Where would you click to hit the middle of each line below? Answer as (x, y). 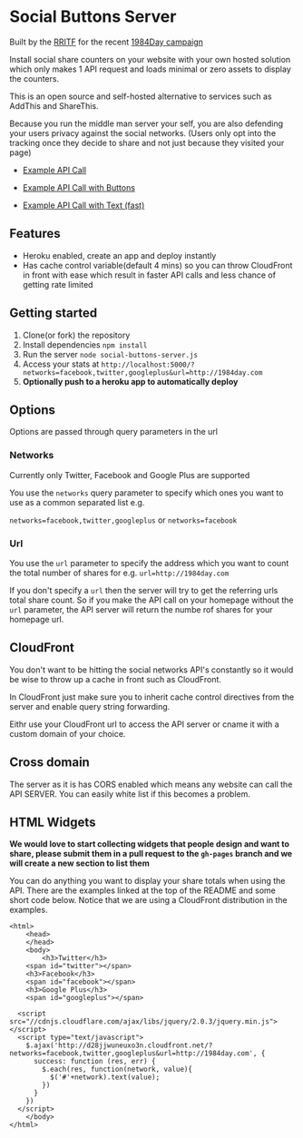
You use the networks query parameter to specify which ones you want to (147, 493)
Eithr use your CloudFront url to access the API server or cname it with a (144, 724)
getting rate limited (58, 284)
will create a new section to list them (79, 863)
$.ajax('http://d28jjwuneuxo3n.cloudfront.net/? (119, 1045)
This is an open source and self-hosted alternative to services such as (141, 96)
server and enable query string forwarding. (90, 706)
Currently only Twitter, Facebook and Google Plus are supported (130, 475)
